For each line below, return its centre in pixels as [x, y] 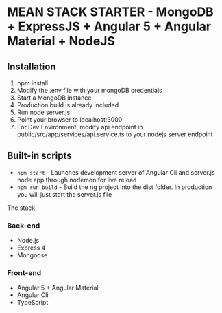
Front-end [24, 273]
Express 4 [31, 248]
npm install [33, 83]
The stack [21, 208]
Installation [32, 66]
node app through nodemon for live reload [77, 180]
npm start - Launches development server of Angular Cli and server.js [116, 172]
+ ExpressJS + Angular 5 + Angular [109, 26]
